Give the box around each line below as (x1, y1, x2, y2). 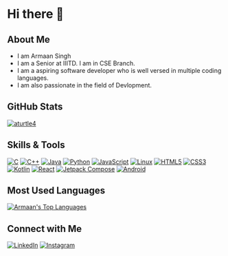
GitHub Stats (7, 101, 63, 113)
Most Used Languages (7, 185, 105, 197)
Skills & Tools (7, 139, 65, 151)
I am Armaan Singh (16, 52, 71, 60)
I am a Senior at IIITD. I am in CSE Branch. (16, 59, 135, 67)
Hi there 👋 (7, 6, 64, 22)
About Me (7, 34, 50, 45)
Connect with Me (7, 223, 82, 235)
